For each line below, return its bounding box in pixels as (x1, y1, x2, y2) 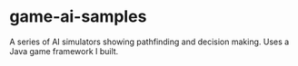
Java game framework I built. (9, 45, 119, 56)
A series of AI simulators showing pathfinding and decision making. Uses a (9, 36, 290, 47)
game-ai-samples (9, 6, 147, 27)
